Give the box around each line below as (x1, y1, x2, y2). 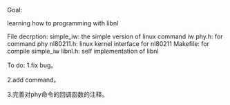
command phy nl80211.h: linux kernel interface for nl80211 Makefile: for (7, 40, 209, 47)
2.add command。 (7, 75, 60, 84)
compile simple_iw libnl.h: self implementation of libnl (7, 47, 159, 55)
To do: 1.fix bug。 (7, 61, 57, 69)
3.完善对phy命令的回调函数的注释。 (7, 91, 108, 98)
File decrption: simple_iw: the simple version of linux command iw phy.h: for (7, 32, 223, 40)
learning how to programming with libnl (7, 19, 119, 27)
